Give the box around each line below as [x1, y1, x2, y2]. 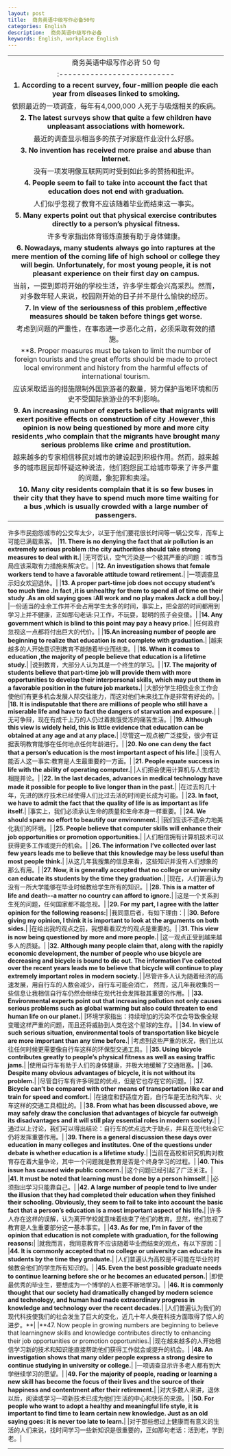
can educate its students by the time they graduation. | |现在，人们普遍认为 [8, 874, 223, 883]
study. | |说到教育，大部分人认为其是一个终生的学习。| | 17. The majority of [8, 661, 217, 669]
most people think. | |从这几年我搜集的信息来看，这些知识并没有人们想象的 [8, 857, 219, 865]
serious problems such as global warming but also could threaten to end [8, 1004, 218, 1013]
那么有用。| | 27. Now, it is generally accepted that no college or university [8, 866, 221, 874]
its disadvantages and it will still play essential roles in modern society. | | [8, 1116, 220, 1124]
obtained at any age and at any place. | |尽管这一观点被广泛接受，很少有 [8, 731, 212, 740]
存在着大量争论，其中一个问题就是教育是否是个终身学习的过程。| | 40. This [13, 1157, 224, 1165]
